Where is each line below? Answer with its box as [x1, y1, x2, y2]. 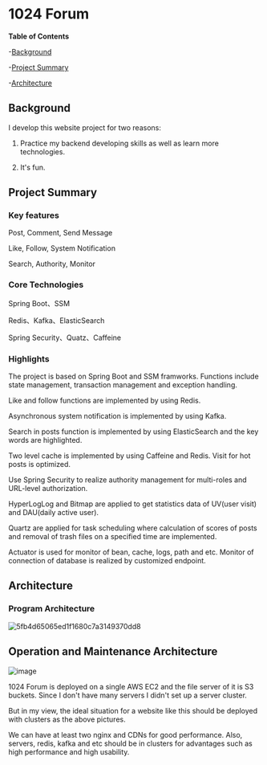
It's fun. [19, 162, 46, 172]
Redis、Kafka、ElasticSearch [8, 315, 105, 325]
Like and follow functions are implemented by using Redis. [8, 395, 201, 406]
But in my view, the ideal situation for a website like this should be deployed [8, 706, 258, 715]
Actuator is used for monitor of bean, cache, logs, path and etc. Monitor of [8, 547, 254, 557]
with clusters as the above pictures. [8, 714, 126, 724]
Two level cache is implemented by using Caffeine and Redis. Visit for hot [8, 451, 251, 460]
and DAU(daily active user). [8, 508, 99, 517]
